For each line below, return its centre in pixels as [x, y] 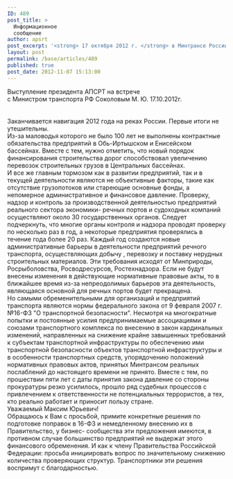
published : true [31, 65]
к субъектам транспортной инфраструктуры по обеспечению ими [106, 342]
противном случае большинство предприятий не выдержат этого [105, 438]
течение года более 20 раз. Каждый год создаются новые [94, 239]
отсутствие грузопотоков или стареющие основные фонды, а [98, 187]
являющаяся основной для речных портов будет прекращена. [100, 291]
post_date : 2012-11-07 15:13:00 [54, 72]
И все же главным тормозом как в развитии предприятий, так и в [105, 173]
